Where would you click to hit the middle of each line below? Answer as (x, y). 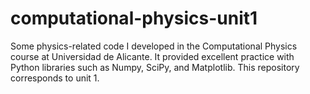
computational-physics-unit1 (134, 18)
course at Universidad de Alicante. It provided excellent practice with (152, 56)
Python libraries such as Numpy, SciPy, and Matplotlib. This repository (155, 67)
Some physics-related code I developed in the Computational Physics (154, 46)
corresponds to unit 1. (55, 78)
